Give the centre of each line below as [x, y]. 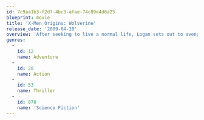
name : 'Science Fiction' [49, 108]
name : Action [34, 74]
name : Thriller [36, 91]
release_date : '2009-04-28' [42, 29]
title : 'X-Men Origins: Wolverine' [51, 23]
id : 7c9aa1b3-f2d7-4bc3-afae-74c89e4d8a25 [61, 12]
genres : [16, 40]
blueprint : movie [28, 18]
